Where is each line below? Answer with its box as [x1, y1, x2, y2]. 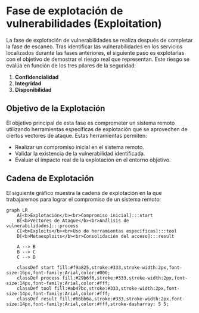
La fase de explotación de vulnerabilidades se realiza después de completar [6, 36, 193, 44]
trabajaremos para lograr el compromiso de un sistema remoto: [6, 196, 161, 203]
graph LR [6, 207, 28, 213]
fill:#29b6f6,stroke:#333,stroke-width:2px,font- [62, 275, 188, 281]
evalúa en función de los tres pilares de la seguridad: [6, 61, 136, 69]
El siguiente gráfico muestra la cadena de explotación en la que [6, 189, 162, 196]
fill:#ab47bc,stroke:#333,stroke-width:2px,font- [54, 285, 180, 292]
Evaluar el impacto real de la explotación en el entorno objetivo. [14, 156, 171, 163]
